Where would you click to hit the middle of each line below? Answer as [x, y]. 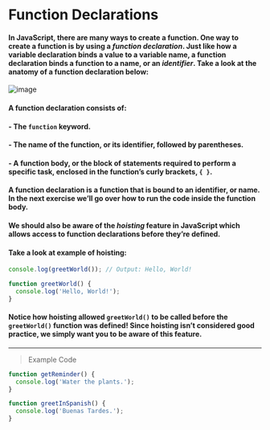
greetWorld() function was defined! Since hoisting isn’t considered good [131, 326]
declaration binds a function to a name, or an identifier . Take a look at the [133, 63]
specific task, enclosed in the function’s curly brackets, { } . [110, 171]
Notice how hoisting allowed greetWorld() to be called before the [118, 317]
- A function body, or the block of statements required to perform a [123, 163]
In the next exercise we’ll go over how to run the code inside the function [132, 199]
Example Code [52, 359]
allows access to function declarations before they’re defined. [115, 234]
